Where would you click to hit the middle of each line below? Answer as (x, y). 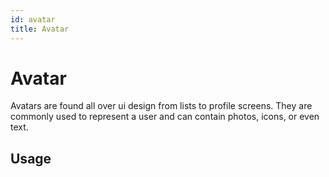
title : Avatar (40, 29)
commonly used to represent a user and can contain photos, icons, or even (165, 117)
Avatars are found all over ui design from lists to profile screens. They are (161, 106)
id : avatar (33, 19)
